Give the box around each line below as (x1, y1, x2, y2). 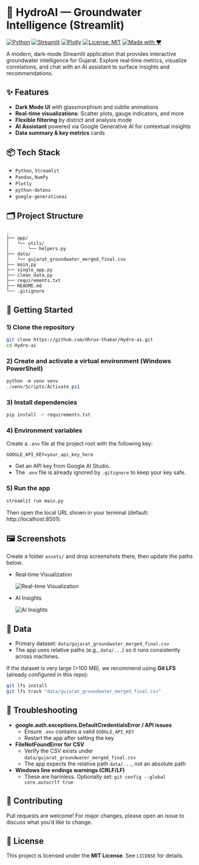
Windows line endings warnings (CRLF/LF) (15, 766, 126, 773)
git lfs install (6, 683, 47, 689)
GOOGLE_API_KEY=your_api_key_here (6, 452, 94, 458)
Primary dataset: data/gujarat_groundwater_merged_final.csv (15, 640, 170, 647)
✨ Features (6, 87, 49, 98)
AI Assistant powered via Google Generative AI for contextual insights (15, 123, 191, 130)
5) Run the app (6, 484, 50, 492)
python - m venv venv (6, 378, 59, 384)
